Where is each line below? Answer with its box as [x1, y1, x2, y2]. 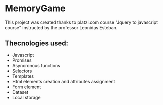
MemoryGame [5, 3, 66, 14]
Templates [12, 73, 34, 79]
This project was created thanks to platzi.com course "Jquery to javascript [5, 19, 158, 25]
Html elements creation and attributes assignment [12, 78, 115, 84]
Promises [12, 57, 32, 63]
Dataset [12, 89, 29, 95]
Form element [12, 84, 41, 90]
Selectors [12, 68, 32, 74]
